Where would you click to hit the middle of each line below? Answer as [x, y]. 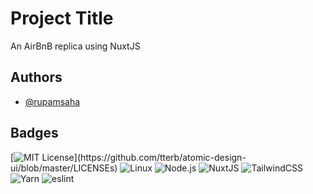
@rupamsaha [52, 101]
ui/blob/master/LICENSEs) [64, 168]
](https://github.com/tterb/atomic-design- [160, 157]
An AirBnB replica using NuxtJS [75, 46]
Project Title [62, 18]
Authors [36, 77]
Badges [34, 133]
